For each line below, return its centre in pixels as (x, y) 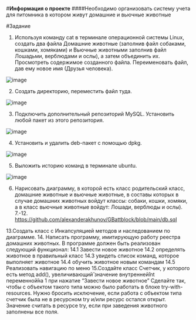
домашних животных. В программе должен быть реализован (83, 243)
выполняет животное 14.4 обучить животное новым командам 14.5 (91, 262)
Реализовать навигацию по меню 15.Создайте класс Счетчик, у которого (98, 268)
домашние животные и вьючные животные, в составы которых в (97, 195)
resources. (19, 293)
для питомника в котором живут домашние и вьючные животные (89, 15)
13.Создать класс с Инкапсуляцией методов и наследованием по (88, 231)
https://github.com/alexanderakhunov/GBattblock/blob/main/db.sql (96, 219)
